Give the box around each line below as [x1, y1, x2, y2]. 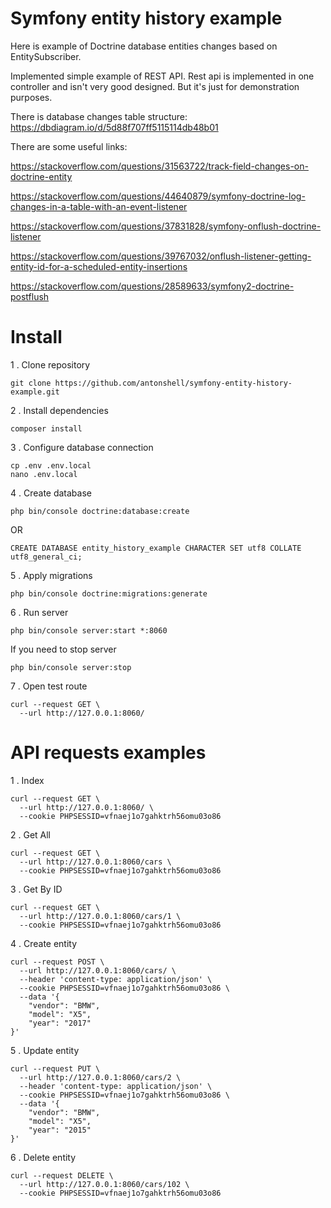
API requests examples [10, 742, 207, 764]
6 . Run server [10, 606, 69, 618]
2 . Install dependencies [10, 404, 109, 416]
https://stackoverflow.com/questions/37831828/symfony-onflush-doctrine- [10, 220, 322, 232]
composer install [10, 423, 83, 434]
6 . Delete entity [10, 1151, 77, 1163]
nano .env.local [10, 469, 78, 479]
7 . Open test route [10, 680, 88, 692]
